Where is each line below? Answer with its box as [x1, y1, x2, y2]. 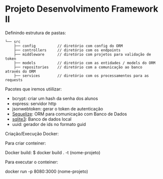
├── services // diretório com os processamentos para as [14, 73, 149, 78]
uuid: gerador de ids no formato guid [12, 121, 86, 127]
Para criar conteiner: [5, 140, 46, 146]
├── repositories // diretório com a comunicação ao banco [14, 65, 143, 70]
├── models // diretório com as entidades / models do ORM [14, 60, 156, 65]
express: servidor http [12, 101, 57, 107]
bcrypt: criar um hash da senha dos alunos [12, 95, 98, 101]
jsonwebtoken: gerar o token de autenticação [12, 106, 103, 111]
